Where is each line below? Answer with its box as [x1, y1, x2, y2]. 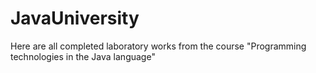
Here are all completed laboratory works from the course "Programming [10, 40, 307, 52]
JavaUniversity [10, 7, 140, 30]
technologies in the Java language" [10, 50, 156, 62]
